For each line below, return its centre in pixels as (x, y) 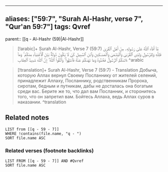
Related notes (27, 118)
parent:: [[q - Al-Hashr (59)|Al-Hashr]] (44, 39)
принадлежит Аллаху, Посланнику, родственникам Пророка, (83, 80)
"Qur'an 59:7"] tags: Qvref (48, 27)
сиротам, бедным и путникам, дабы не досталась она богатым (85, 86)
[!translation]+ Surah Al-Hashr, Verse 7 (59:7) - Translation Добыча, (87, 70)
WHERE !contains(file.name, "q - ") (43, 133)
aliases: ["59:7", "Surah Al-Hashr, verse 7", (74, 19)
